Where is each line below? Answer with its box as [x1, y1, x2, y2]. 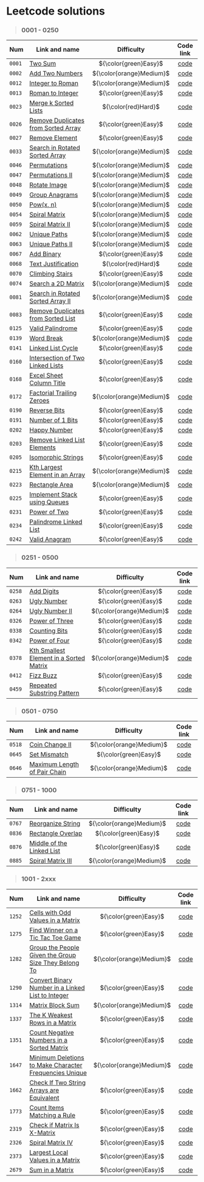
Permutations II [29, 171, 73, 180]
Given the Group [29, 951, 76, 959]
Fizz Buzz [29, 671, 58, 679]
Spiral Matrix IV [29, 1138, 73, 1147]
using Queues [29, 498, 69, 506]
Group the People [29, 943, 80, 951]
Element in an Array [29, 470, 86, 479]
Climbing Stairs [29, 270, 73, 278]
